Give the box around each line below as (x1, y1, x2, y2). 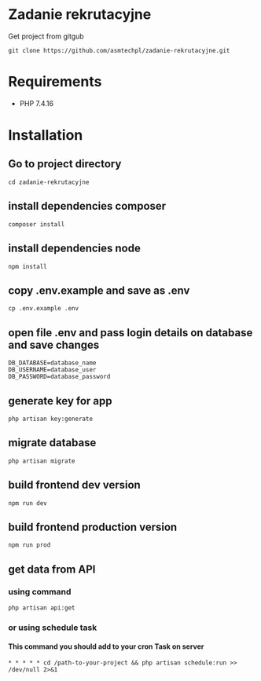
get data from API (8, 562, 96, 576)
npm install (8, 262, 47, 270)
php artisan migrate (8, 457, 76, 465)
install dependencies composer (8, 200, 167, 213)
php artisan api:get (8, 604, 76, 612)
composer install (8, 220, 65, 229)
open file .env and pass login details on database (8, 326, 253, 339)
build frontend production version (8, 520, 178, 533)
